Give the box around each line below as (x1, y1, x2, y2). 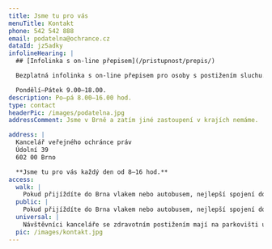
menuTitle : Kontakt (8, 19, 74, 27)
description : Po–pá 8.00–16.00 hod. (8, 94, 132, 102)
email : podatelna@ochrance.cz (8, 34, 111, 43)
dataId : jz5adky (8, 42, 63, 50)
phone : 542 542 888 (8, 27, 74, 35)
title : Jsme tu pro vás (8, 11, 89, 20)
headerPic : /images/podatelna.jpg (8, 108, 125, 117)
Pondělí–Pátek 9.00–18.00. (15, 86, 107, 94)
